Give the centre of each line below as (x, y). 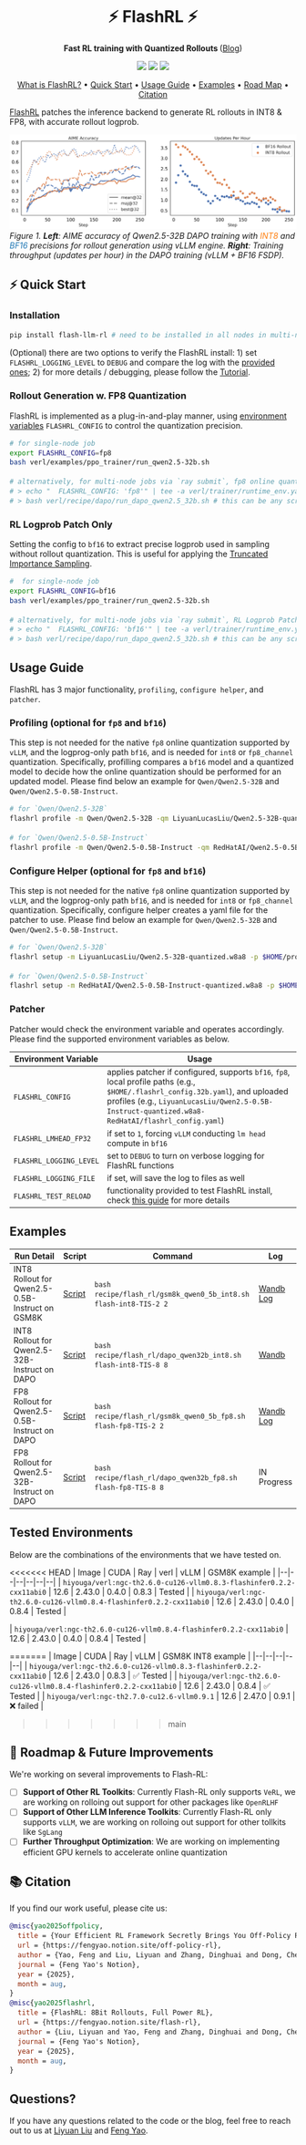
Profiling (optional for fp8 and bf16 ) (88, 722)
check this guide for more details (168, 1200)
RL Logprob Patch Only (61, 524)
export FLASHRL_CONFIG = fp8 (61, 453)
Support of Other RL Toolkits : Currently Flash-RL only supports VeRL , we (159, 1792)
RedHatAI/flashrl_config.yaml (164, 1122)
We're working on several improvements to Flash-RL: (109, 1775)
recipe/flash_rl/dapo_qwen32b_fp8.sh (166, 1477)
